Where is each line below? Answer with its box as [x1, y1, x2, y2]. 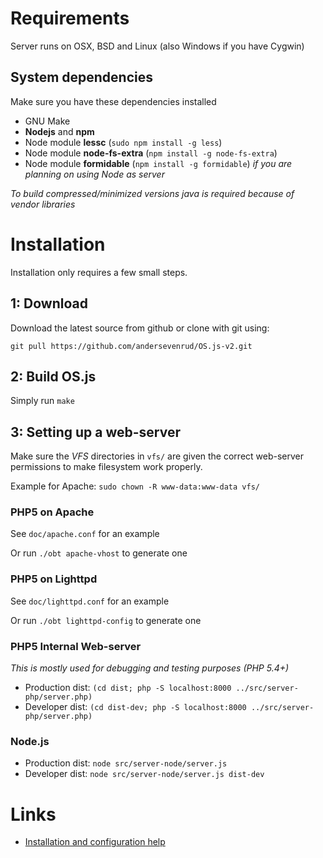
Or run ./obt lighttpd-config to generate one [10, 614, 202, 626]
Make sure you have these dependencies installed [10, 95, 217, 107]
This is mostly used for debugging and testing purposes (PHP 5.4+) [10, 662, 290, 674]
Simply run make [10, 395, 75, 407]
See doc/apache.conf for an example [10, 528, 160, 540]
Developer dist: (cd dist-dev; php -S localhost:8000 [24, 701, 247, 713]
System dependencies [10, 69, 153, 86]
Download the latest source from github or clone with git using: [10, 322, 270, 334]
